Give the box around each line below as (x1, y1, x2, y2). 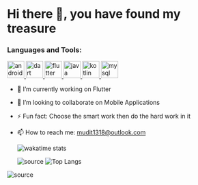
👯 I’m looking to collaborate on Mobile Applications (16, 99, 160, 107)
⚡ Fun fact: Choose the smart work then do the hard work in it (16, 112, 191, 121)
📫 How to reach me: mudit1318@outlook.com (16, 128, 146, 136)
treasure (7, 21, 57, 36)
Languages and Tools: (7, 45, 82, 55)
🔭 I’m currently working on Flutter (16, 85, 111, 93)
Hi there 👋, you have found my (7, 6, 181, 22)
